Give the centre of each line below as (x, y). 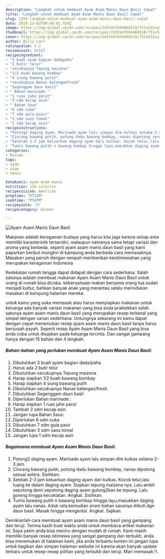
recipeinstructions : (27, 128)
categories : (18, 151)
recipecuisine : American (31, 191)
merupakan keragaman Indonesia (39, 263)
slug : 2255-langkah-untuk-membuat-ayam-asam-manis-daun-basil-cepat (77, 19)
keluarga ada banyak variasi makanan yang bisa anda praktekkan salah (77, 308)
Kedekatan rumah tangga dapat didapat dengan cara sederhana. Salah (77, 272)
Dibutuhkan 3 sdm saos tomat (43, 430)
